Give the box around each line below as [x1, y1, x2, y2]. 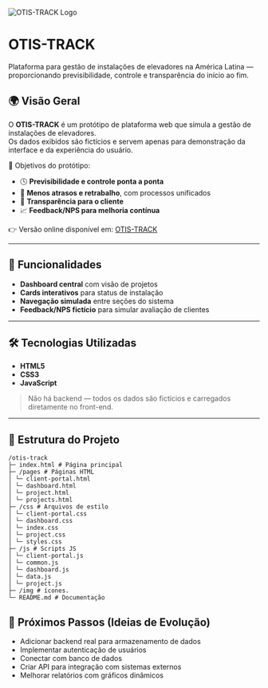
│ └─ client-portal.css [8, 510, 88, 518]
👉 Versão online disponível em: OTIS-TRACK [8, 224, 158, 234]
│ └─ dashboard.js [8, 566, 69, 574]
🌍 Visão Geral [8, 94, 81, 108]
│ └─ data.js [8, 573, 52, 581]
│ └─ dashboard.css [8, 517, 73, 525]
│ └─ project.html [8, 489, 69, 497]
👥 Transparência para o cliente [19, 196, 124, 206]
